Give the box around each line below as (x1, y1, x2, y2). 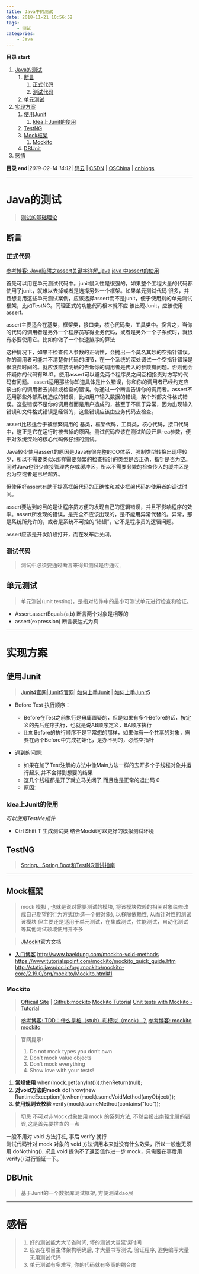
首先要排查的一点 (37, 1120, 80, 1127)
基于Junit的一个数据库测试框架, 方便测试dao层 (20, 1189, 134, 1196)
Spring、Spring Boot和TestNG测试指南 (20, 861, 115, 868)
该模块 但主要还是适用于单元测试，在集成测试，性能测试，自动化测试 (20, 918, 188, 925)
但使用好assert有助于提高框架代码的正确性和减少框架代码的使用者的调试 (6, 483, 182, 490)
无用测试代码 (29, 1253, 61, 1261)
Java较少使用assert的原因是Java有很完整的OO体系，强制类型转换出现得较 (6, 448, 188, 455)
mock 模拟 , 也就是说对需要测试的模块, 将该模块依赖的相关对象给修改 (20, 903, 188, 910)
